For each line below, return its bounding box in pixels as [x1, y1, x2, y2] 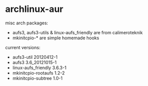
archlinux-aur [5, 3, 64, 15]
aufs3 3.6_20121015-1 [12, 59, 57, 65]
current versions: [5, 44, 41, 50]
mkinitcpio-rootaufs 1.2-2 [12, 70, 65, 76]
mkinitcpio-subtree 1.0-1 [12, 75, 63, 81]
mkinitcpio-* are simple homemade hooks [12, 35, 99, 41]
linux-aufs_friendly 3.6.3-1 [12, 65, 67, 71]
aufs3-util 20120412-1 [12, 54, 58, 60]
